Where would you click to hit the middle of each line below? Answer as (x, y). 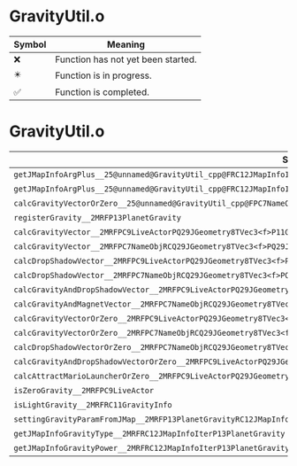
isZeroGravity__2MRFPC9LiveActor (84, 390)
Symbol (30, 44)
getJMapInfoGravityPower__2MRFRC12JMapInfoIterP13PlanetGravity (152, 448)
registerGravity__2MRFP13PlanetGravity (97, 217)
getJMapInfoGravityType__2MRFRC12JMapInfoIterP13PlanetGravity (149, 433)
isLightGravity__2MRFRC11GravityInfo (93, 404)
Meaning (126, 44)
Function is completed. (102, 92)
